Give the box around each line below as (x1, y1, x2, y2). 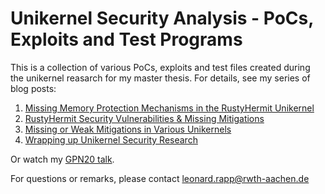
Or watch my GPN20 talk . (10, 153, 115, 165)
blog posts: (10, 82, 57, 94)
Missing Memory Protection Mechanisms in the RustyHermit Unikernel (24, 102, 315, 114)
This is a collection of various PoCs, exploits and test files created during (10, 61, 311, 73)
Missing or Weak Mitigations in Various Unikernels (24, 123, 232, 135)
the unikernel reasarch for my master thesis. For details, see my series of (10, 72, 311, 84)
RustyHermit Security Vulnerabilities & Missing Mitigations (24, 112, 265, 124)
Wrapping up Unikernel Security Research (24, 133, 198, 146)
